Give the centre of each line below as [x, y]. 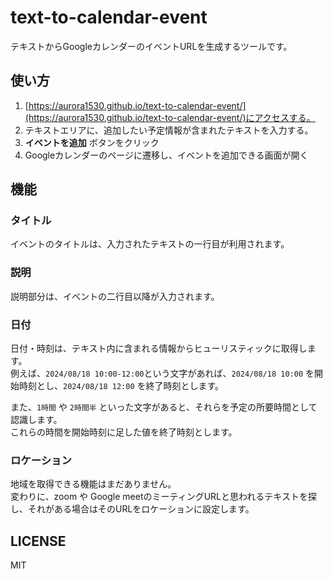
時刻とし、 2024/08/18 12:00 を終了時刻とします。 [121, 386]
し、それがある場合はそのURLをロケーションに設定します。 [132, 509]
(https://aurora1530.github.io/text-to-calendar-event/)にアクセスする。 [170, 117]
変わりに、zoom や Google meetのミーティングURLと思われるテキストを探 [163, 497]
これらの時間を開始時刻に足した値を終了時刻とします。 [124, 432]
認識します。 [36, 420]
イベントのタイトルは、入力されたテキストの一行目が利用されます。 [150, 244]
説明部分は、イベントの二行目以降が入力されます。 [115, 296]
